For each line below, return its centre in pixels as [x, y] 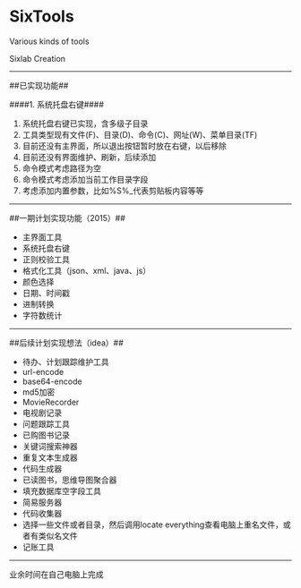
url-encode [43, 371]
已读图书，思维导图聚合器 [69, 480]
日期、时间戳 [46, 293]
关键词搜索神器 [50, 446]
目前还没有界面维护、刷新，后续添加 [89, 157]
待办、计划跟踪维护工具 [65, 362]
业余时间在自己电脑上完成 [56, 574]
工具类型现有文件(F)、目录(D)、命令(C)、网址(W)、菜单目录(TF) [140, 134]
